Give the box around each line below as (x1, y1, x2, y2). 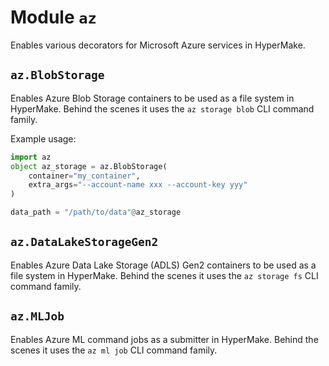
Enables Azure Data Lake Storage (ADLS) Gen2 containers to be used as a (10, 259, 317, 271)
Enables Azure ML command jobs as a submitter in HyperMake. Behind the (10, 333, 319, 345)
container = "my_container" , (28, 171, 141, 181)
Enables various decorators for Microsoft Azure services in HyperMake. (10, 39, 306, 51)
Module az (10, 6, 97, 29)
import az (10, 152, 52, 162)
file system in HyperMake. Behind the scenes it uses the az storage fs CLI (10, 269, 319, 281)
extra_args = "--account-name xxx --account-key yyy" (28, 180, 248, 190)
